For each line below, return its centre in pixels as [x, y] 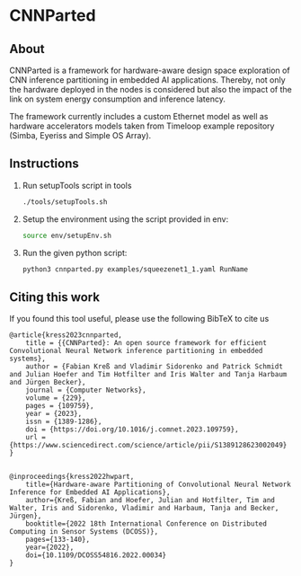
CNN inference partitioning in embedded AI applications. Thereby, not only [147, 80]
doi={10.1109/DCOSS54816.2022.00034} [96, 555]
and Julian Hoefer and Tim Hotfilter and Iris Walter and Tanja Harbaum [148, 375]
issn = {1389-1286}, [64, 422]
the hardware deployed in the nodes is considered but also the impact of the [150, 89]
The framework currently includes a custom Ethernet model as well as [139, 116]
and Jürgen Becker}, [48, 383]
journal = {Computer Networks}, [86, 390]
